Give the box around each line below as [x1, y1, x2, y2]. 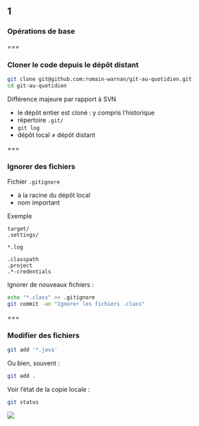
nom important [17, 198, 61, 207]
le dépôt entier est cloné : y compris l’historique [17, 108, 155, 117]
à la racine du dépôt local [17, 191, 91, 200]
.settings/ [7, 232, 39, 239]
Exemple [7, 212, 33, 221]
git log [17, 124, 40, 131]
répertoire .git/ [17, 115, 64, 124]
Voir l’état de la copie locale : [7, 385, 90, 393]
